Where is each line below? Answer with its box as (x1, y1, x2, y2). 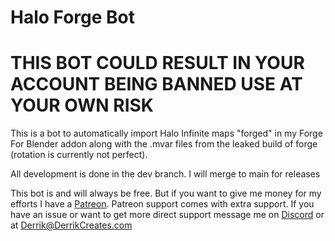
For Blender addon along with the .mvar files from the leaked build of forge (10, 138, 318, 150)
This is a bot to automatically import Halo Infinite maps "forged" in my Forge (10, 127, 323, 140)
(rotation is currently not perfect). (10, 149, 148, 161)
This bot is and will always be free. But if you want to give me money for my (10, 187, 322, 200)
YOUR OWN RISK (10, 94, 154, 117)
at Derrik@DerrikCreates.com (10, 219, 133, 231)
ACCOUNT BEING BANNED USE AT (10, 73, 303, 96)
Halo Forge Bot (10, 6, 136, 29)
